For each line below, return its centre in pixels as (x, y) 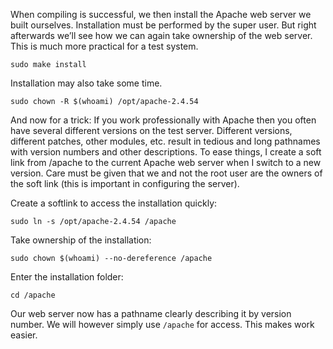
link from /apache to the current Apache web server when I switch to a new (166, 162)
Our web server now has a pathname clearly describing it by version (151, 313)
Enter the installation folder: (67, 277)
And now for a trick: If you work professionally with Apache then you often (163, 120)
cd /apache (33, 295)
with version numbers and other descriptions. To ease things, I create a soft (166, 152)
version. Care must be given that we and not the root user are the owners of (166, 173)
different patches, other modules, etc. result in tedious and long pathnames (165, 141)
